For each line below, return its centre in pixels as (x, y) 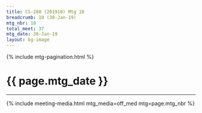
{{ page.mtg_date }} (57, 81)
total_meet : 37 (25, 29)
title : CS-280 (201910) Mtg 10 (45, 12)
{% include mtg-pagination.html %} (50, 57)
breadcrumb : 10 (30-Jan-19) (41, 17)
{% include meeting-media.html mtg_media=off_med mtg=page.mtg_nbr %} (101, 103)
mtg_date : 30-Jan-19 (32, 34)
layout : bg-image (28, 40)
